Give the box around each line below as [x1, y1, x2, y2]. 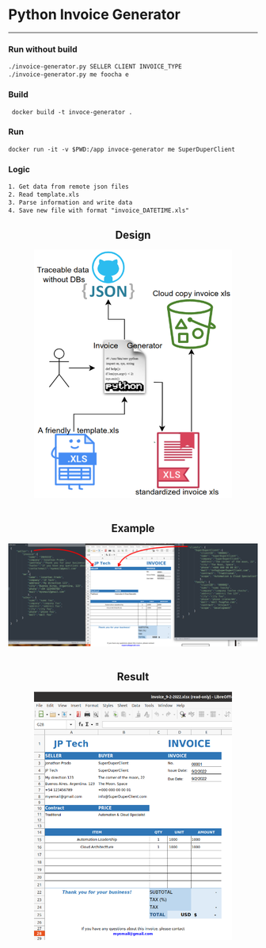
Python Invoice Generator [8, 6, 180, 24]
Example [111, 522, 155, 535]
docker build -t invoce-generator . [11, 108, 133, 116]
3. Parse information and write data [8, 198, 133, 207]
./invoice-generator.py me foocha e [8, 71, 129, 79]
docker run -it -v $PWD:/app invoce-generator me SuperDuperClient [8, 145, 236, 153]
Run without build [8, 44, 78, 55]
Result [116, 670, 150, 684]
